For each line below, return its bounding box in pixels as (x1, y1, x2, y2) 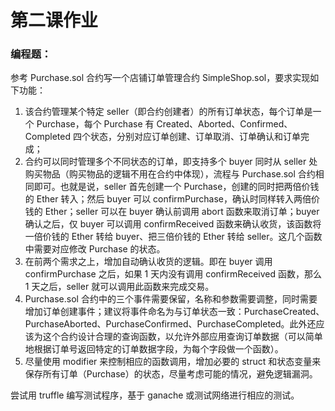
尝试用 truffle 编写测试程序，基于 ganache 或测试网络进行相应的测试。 (10, 389, 300, 401)
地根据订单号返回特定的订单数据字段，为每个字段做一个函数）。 (24, 343, 284, 355)
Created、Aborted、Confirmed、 (156, 118, 293, 130)
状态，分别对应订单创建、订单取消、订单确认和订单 (89, 131, 301, 143)
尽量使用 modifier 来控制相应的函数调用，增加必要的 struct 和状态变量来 (24, 356, 322, 368)
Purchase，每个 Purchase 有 (36, 118, 155, 130)
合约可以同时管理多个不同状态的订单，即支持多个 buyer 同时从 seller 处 (24, 156, 318, 168)
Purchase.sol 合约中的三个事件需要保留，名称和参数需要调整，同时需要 (24, 293, 318, 305)
